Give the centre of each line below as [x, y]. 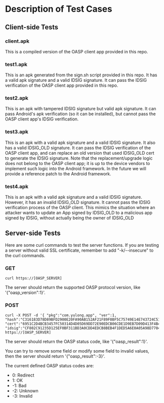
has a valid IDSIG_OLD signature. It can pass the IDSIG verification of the [78, 147]
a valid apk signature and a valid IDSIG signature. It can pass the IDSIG [76, 80]
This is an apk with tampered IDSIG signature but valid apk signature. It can [81, 109]
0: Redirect [23, 375]
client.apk [17, 41]
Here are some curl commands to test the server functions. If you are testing [82, 245]
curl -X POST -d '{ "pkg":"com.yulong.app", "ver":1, [61, 315]
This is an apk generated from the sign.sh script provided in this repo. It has [81, 75]
